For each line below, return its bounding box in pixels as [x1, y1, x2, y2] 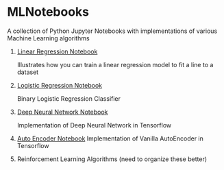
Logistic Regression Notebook [16, 81, 103, 89]
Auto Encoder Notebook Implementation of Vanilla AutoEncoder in [16, 134, 204, 143]
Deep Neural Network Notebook [16, 108, 108, 116]
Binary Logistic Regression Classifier [16, 94, 121, 103]
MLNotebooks [7, 4, 90, 20]
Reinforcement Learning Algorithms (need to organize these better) [16, 155, 208, 163]
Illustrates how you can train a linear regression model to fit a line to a [16, 60, 214, 69]
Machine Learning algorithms [7, 34, 90, 42]
